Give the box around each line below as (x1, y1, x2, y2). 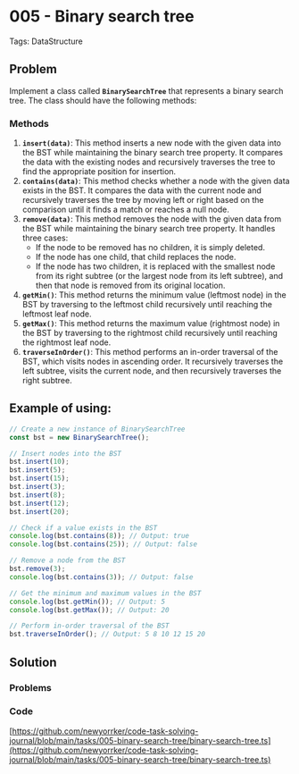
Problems (9, 681, 52, 694)
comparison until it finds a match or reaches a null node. (21, 204, 229, 215)
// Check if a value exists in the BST (9, 523, 158, 533)
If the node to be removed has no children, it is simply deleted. (35, 242, 266, 253)
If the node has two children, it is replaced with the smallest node (35, 261, 276, 272)
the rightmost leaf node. (21, 337, 112, 348)
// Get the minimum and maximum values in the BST (9, 588, 202, 598)
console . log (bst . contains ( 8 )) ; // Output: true (9, 532, 190, 541)
